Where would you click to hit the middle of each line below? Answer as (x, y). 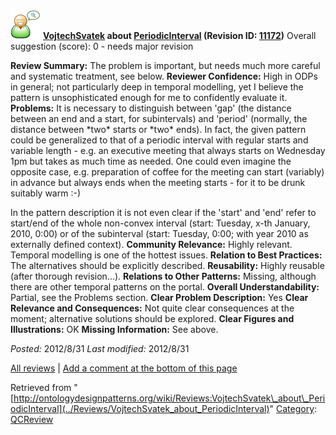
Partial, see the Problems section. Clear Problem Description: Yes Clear (159, 297)
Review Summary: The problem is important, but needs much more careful (165, 65)
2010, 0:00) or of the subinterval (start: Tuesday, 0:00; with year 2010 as (159, 233)
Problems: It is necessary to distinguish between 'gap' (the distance (151, 108)
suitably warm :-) (45, 193)
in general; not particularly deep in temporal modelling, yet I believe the (157, 87)
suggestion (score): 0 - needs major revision (102, 46)
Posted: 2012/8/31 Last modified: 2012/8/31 (100, 348)
